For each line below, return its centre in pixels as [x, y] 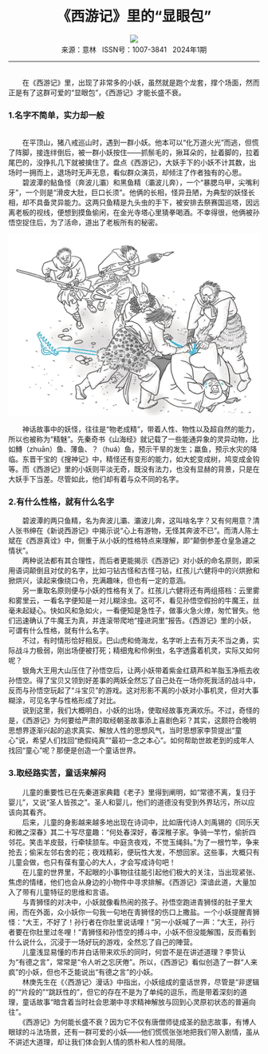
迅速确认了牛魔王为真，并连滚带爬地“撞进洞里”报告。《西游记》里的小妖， [135, 621]
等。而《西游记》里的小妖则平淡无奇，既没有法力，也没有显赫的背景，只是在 [134, 469]
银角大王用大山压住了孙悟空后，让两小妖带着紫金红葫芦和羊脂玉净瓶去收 [141, 670]
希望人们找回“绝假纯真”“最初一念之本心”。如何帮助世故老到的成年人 [143, 741]
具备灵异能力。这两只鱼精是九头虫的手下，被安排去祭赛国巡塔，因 [144, 203]
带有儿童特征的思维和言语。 [67, 892]
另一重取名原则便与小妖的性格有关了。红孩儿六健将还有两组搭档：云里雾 [141, 591]
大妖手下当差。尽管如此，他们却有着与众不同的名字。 [96, 479]
